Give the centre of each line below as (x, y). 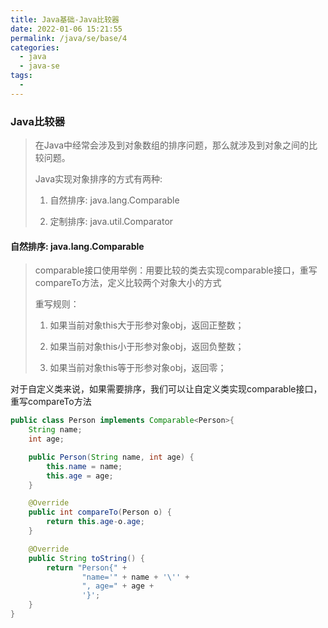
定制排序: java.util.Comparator (111, 222)
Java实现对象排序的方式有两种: (98, 179)
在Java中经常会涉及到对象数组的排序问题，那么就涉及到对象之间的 (172, 145)
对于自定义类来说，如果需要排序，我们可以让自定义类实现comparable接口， (166, 389)
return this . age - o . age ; (95, 522)
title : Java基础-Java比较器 (65, 19)
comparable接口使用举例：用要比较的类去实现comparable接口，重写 (176, 270)
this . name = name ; (84, 466)
